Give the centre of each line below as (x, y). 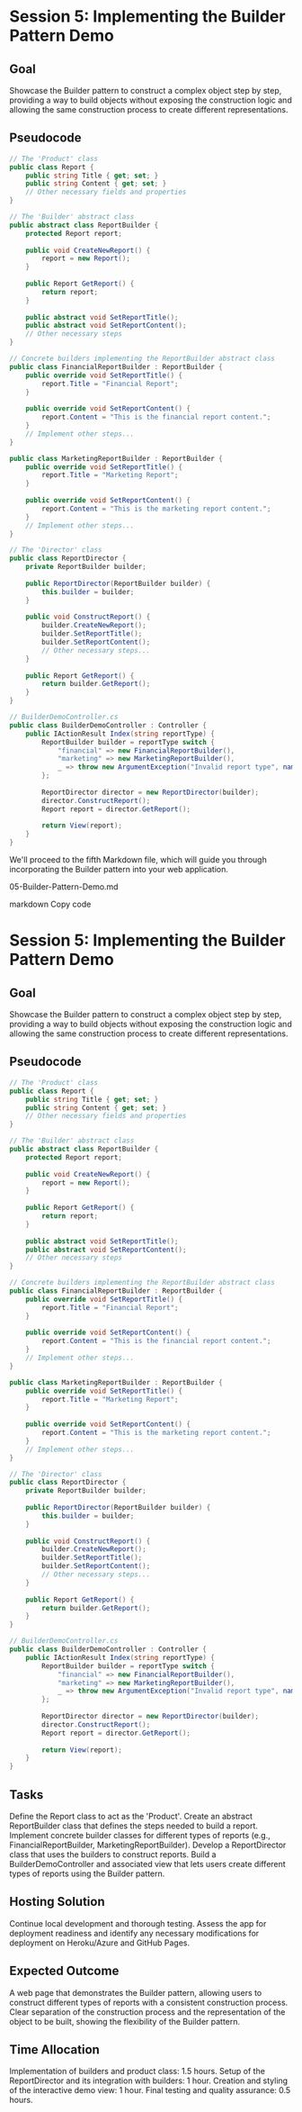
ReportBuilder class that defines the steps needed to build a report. (134, 1826)
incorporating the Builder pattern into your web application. (119, 870)
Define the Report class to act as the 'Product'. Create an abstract (131, 1816)
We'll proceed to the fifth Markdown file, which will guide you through (138, 860)
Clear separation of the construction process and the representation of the (147, 2012)
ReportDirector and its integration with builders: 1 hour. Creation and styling (149, 2080)
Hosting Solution (57, 1902)
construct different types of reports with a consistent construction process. (149, 2002)
